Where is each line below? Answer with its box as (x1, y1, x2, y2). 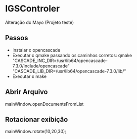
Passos (5, 34, 28, 42)
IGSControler (5, 3, 60, 14)
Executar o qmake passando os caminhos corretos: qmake (12, 52, 132, 58)
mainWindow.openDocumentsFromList (5, 101, 84, 107)
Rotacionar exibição (5, 115, 68, 124)
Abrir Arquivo (5, 88, 48, 96)
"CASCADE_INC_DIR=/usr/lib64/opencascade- (12, 58, 108, 64)
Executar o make (12, 73, 47, 79)
